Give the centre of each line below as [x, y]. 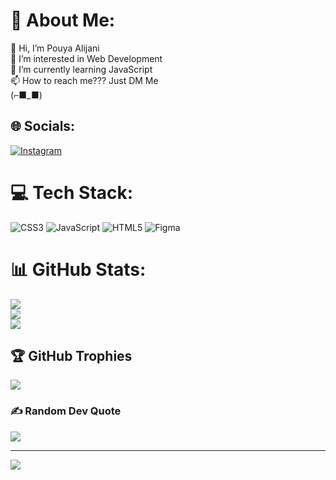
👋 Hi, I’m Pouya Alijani [55, 48]
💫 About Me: [63, 20]
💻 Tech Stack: [72, 192]
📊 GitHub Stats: [78, 269]
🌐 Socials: [43, 126]
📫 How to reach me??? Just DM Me [84, 80]
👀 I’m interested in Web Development [86, 58]
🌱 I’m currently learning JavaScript [81, 69]
